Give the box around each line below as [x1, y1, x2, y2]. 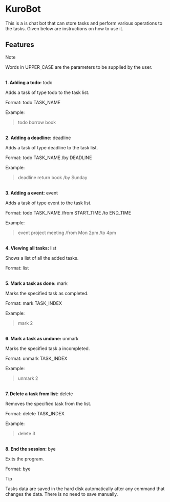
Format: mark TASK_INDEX [5, 300, 62, 306]
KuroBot [5, 3, 41, 15]
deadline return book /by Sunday [17, 174, 88, 180]
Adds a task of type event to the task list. [5, 200, 92, 206]
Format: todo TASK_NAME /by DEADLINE [5, 155, 92, 161]
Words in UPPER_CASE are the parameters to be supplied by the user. [5, 64, 153, 70]
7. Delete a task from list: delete [5, 391, 73, 397]
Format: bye [5, 466, 31, 472]
